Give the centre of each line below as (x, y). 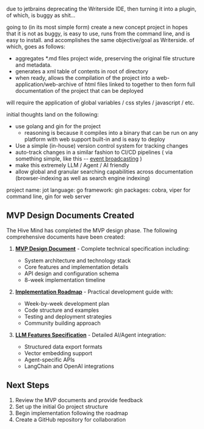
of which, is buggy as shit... (41, 15)
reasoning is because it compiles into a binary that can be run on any (111, 133)
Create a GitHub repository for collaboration (71, 419)
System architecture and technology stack (78, 260)
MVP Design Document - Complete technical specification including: (102, 248)
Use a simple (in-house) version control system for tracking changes (101, 146)
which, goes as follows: (36, 46)
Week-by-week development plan (67, 303)
